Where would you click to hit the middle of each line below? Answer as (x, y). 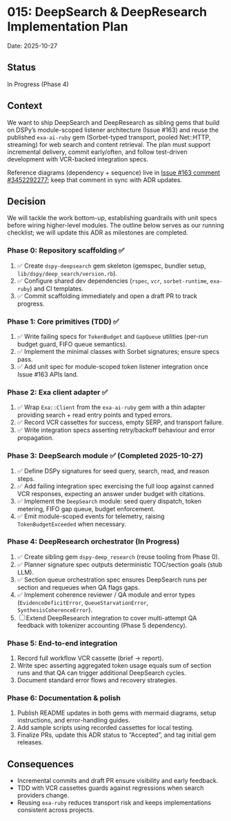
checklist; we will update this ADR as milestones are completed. (98, 233)
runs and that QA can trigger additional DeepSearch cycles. (101, 673)
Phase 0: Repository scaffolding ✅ (66, 250)
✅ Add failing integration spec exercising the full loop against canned (115, 486)
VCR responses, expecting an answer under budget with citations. (111, 493)
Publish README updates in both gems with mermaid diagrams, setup (117, 713)
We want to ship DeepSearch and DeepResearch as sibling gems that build (113, 122)
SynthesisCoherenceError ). (55, 610)
